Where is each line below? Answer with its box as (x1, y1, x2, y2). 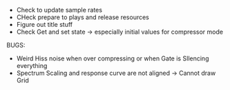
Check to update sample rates (16, 6, 103, 14)
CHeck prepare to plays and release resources (16, 13, 150, 21)
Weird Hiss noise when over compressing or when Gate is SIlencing (16, 54, 209, 63)
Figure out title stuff (16, 21, 73, 28)
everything (16, 62, 48, 69)
